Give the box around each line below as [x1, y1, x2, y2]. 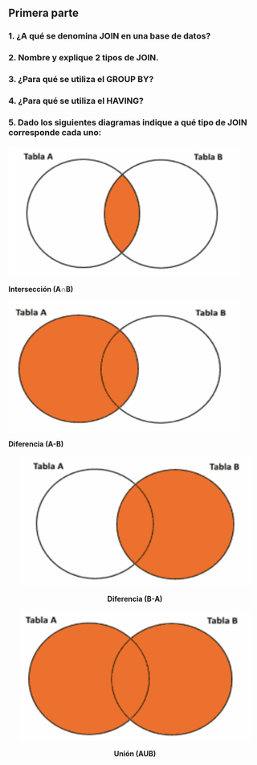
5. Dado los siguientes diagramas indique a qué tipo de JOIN [8, 117, 247, 128]
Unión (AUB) [113, 749, 157, 759]
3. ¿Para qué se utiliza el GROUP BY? [8, 74, 154, 85]
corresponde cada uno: [8, 127, 102, 138]
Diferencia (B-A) [107, 594, 163, 604]
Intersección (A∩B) [8, 285, 74, 294]
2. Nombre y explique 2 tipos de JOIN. [8, 52, 159, 64]
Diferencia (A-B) [8, 439, 64, 449]
